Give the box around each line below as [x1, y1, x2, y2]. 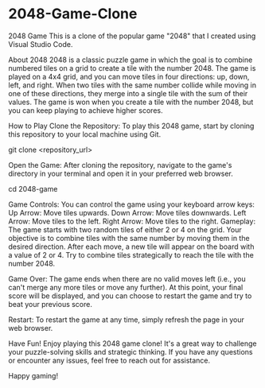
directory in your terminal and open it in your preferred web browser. [8, 169, 233, 178]
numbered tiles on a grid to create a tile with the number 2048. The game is [8, 63, 256, 72]
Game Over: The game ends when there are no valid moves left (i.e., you [8, 274, 246, 283]
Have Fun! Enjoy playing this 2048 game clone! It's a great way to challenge [8, 339, 257, 348]
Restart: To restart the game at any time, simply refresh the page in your [8, 315, 244, 324]
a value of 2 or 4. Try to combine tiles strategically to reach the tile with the [8, 250, 255, 259]
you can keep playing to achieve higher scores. [8, 105, 163, 115]
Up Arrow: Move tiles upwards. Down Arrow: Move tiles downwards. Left [8, 208, 247, 217]
